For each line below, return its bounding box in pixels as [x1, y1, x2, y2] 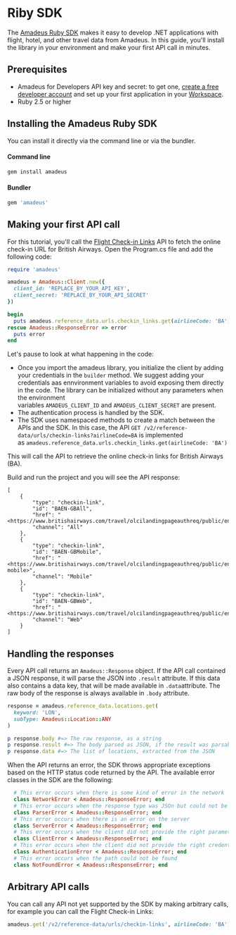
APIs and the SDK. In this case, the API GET [17, 423, 141, 432]
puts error [13, 330, 46, 338]
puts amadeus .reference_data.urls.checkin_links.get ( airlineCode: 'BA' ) [13, 317, 231, 325]
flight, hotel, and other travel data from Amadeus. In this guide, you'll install [7, 35, 225, 44]
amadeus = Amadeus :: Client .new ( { [7, 278, 105, 286]
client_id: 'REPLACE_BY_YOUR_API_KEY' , [13, 285, 131, 292]
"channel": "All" [32, 524, 83, 531]
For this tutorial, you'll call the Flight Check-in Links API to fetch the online [7, 237, 221, 246]
